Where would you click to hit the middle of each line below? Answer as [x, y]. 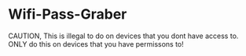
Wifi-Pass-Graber [68, 14]
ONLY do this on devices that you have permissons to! [96, 44]
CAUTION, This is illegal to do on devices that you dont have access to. [123, 36]
